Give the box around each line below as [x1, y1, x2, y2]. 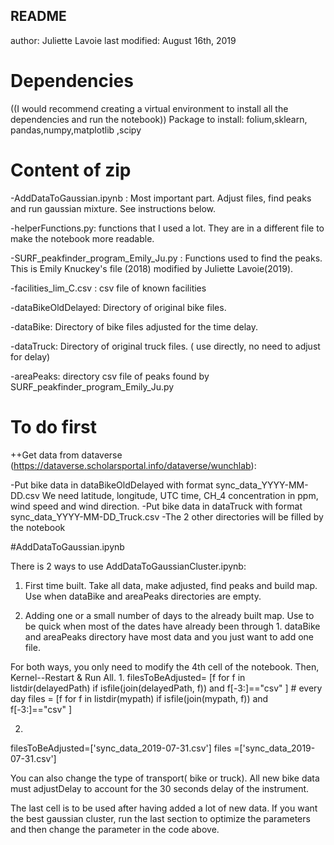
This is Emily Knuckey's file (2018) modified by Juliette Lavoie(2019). [10, 262, 294, 274]
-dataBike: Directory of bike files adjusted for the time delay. [10, 320, 258, 333]
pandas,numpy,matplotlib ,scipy [10, 124, 142, 136]
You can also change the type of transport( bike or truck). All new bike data [10, 772, 320, 784]
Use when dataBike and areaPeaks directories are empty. [24, 590, 262, 602]
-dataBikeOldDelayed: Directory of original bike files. [10, 301, 227, 313]
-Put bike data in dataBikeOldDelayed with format [10, 479, 214, 491]
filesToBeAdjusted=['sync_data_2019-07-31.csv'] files [10, 742, 232, 754]
